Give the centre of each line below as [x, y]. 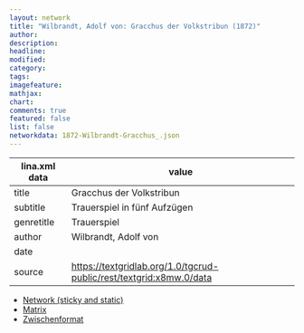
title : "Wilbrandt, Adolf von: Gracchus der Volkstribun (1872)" [135, 26]
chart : [22, 102]
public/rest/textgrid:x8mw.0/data [142, 277]
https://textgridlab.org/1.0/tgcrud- [145, 266]
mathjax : [26, 93]
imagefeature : [36, 85]
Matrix [34, 309]
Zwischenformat [53, 319]
